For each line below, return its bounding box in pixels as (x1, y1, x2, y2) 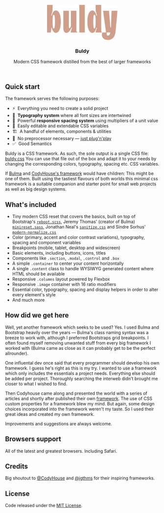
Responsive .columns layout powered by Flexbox (12, 276, 110, 282)
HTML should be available (12, 271, 65, 277)
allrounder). (5, 350, 28, 356)
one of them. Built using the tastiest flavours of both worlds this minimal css (5, 176, 158, 182)
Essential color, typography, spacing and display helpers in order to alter (12, 286, 159, 292)
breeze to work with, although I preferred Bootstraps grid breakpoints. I (5, 335, 149, 341)
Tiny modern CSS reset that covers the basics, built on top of (12, 213, 136, 219)
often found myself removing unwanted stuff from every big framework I (5, 340, 151, 346)
